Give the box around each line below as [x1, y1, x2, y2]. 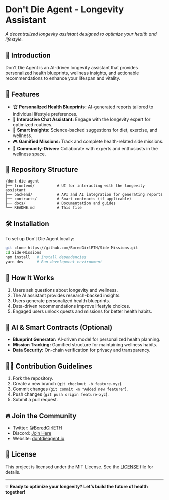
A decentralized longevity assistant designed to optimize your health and [5, 31, 157, 37]
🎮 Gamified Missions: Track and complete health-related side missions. [12, 138, 164, 144]
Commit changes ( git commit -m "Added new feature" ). [12, 386, 128, 392]
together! [5, 489, 26, 495]
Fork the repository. [12, 375, 54, 381]
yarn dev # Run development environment [5, 259, 102, 264]
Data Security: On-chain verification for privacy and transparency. [12, 347, 151, 353]
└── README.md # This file [5, 205, 82, 210]
